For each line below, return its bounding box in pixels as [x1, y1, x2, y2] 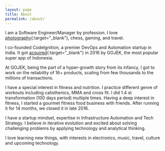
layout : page [5, 7, 32, 12]
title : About [5, 12, 32, 17]
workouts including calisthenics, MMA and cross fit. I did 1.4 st [5, 90, 132, 96]
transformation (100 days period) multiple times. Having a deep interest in [5, 95, 155, 101]
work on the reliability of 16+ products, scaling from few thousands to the [5, 70, 154, 76]
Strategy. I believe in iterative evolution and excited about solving [5, 120, 137, 126]
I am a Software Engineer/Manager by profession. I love [5, 30, 118, 36]
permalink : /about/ [5, 16, 45, 21]
